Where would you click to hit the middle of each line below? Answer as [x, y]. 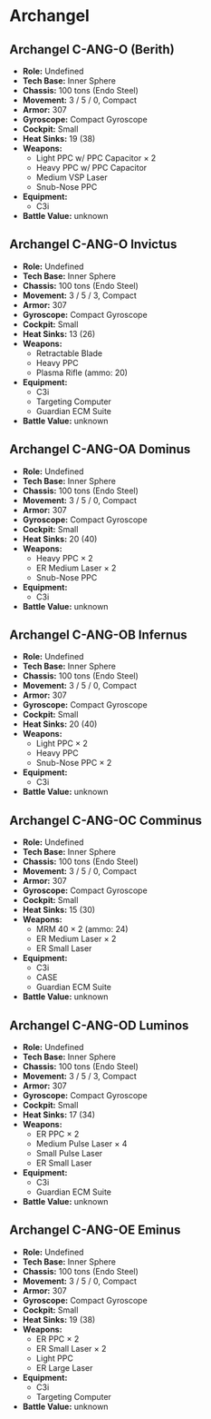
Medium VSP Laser [72, 177]
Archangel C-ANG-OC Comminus [105, 820]
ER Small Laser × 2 [71, 1348]
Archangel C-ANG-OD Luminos [99, 1025]
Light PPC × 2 [62, 744]
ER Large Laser [64, 1367]
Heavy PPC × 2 [64, 558]
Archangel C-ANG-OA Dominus [100, 449]
